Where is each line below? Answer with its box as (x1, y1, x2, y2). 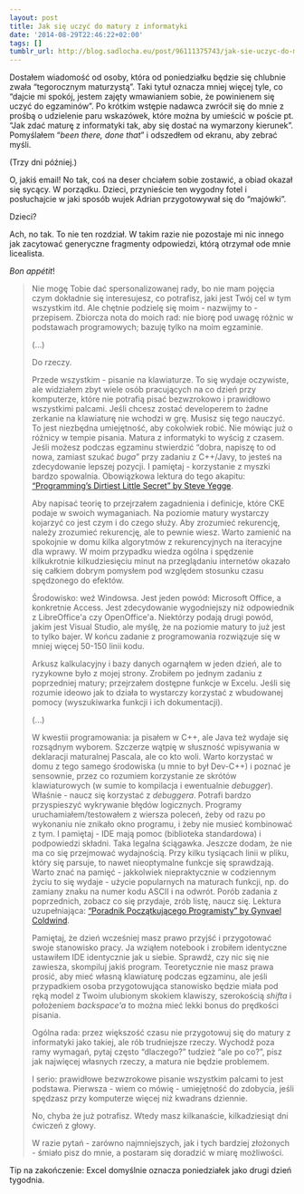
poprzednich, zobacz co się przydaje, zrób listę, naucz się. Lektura (31, 896, 282, 907)
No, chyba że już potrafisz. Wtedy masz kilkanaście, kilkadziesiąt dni (31, 1111, 289, 1121)
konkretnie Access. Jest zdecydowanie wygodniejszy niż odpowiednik (31, 602, 295, 613)
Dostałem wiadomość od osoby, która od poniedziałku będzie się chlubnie (9, 72, 287, 83)
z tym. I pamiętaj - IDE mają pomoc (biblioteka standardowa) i (31, 829, 261, 840)
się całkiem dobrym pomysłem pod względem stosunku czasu (31, 566, 264, 577)
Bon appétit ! (9, 266, 56, 277)
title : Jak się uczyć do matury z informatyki (9, 22, 188, 31)
